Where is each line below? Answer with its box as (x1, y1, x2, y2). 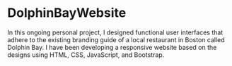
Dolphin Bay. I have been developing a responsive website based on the (7, 43, 217, 51)
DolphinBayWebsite (7, 5, 127, 21)
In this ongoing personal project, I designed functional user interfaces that (7, 28, 224, 37)
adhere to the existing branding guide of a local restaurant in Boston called (7, 35, 225, 44)
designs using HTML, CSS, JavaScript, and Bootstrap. (7, 51, 165, 59)
